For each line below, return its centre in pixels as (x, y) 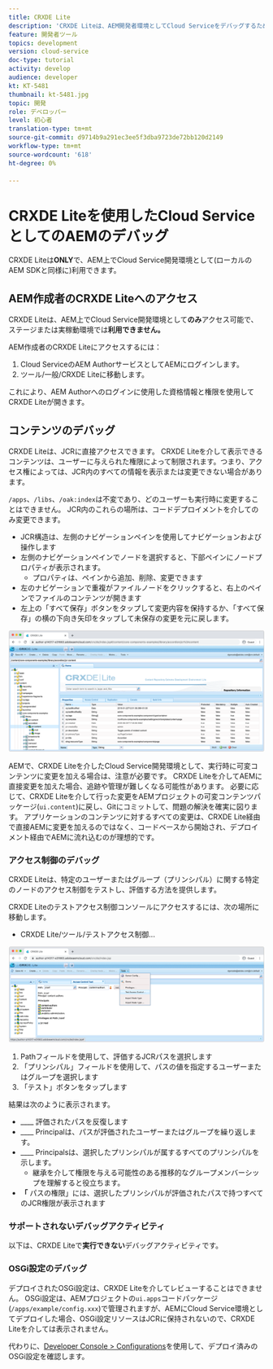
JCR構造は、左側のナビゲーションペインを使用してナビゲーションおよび (141, 537)
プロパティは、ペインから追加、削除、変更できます (117, 577)
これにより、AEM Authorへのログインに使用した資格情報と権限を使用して (131, 392)
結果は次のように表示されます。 (62, 1104)
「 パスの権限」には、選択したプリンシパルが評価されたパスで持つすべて (142, 1192)
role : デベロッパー (38, 112)
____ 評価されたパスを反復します (74, 1121)
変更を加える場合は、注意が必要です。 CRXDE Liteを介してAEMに (153, 776)
